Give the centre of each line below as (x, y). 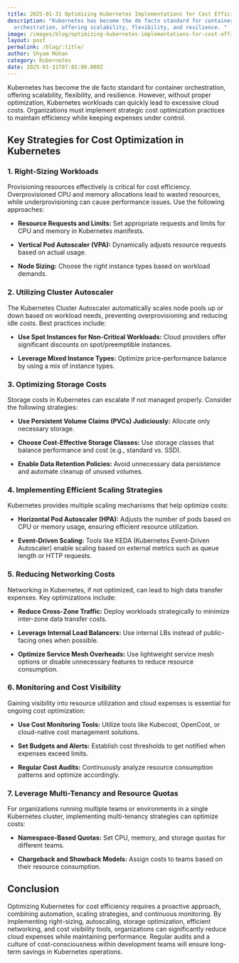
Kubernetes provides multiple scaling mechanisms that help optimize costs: (118, 505)
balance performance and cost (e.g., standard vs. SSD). (99, 450)
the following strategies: (43, 407)
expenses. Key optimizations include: (62, 597)
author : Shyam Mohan (38, 54)
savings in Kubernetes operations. (73, 952)
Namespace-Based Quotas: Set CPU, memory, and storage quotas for (122, 838)
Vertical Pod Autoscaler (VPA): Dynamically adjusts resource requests (122, 245)
